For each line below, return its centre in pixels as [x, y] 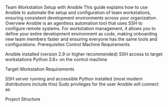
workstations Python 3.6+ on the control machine [56, 59]
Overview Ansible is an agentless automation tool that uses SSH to [74, 23]
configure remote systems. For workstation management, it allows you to [80, 28]
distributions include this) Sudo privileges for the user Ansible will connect [82, 84]
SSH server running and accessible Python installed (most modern [74, 79]
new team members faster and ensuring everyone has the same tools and [81, 39]
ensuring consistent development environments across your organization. [81, 18]
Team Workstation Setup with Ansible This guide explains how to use [76, 7]
